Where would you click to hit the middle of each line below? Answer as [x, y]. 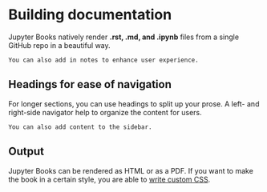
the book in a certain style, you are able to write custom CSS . [109, 179]
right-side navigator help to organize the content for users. [105, 112]
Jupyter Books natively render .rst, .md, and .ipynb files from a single [123, 37]
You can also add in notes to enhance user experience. [103, 60]
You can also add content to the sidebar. [80, 127]
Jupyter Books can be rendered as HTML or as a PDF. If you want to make [131, 170]
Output [26, 152]
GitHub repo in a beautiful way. [59, 45]
